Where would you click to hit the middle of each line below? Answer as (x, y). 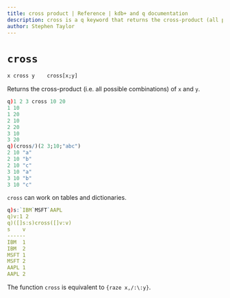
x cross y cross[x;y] (42, 76)
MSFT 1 (16, 255)
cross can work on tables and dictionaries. (67, 198)
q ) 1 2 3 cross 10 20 (37, 102)
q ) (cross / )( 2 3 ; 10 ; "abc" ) (44, 146)
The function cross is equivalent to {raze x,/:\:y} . (79, 287)
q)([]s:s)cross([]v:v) (39, 223)
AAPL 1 (16, 268)
